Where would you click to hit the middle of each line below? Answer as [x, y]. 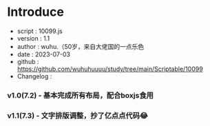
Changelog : [34, 76]
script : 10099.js [40, 31]
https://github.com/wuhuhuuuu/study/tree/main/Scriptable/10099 [110, 69]
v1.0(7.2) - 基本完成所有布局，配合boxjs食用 [80, 95]
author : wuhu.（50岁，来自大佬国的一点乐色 [81, 46]
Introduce [35, 12]
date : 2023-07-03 [44, 54]
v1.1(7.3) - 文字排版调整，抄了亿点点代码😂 [77, 116]
